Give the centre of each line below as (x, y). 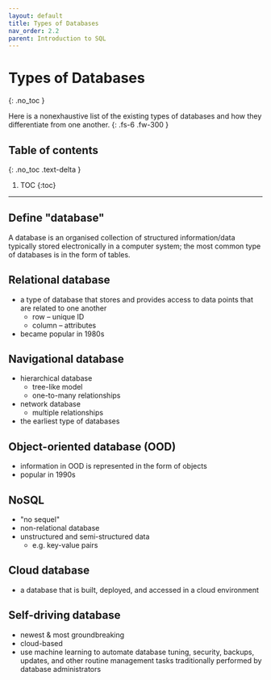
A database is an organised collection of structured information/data (122, 237)
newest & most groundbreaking (72, 635)
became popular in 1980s (62, 334)
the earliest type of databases (70, 421)
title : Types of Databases (54, 23)
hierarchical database (56, 378)
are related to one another (63, 308)
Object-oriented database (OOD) (92, 446)
